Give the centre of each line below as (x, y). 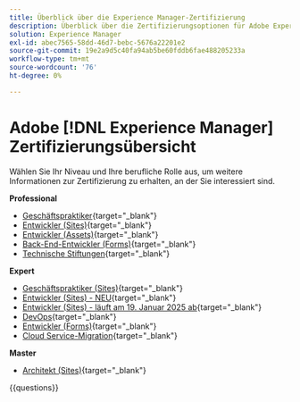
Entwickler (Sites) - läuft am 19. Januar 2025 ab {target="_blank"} (142, 307)
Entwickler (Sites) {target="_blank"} (87, 225)
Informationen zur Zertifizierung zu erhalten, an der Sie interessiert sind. (142, 180)
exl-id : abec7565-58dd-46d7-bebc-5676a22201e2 (97, 42)
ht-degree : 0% (36, 76)
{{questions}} (34, 387)
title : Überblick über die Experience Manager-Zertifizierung (127, 17)
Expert (22, 271)
